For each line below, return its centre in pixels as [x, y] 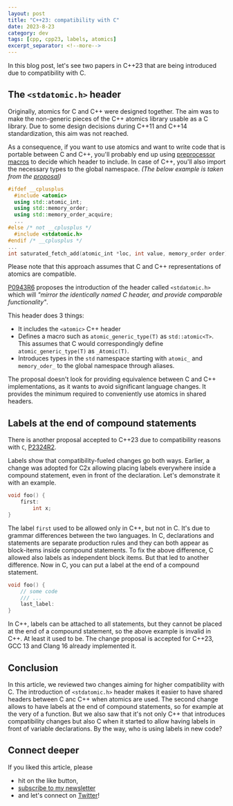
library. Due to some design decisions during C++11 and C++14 [97, 126]
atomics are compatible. [42, 274]
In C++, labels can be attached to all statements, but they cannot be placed [115, 624]
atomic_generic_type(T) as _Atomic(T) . [74, 351]
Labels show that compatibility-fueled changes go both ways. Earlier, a [109, 461]
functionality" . [28, 302]
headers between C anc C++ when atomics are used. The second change [113, 699]
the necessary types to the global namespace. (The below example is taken [116, 169]
